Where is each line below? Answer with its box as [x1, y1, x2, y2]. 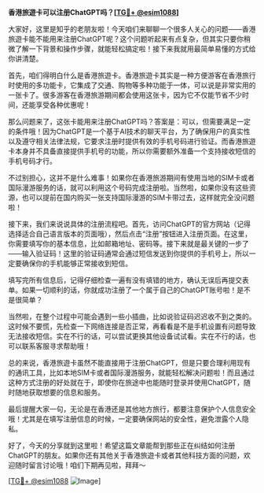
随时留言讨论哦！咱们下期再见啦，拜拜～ [14, 461, 146, 469]
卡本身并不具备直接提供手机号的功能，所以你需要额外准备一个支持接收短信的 [8, 146, 256, 156]
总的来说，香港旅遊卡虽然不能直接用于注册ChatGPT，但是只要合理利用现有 [8, 358, 251, 367]
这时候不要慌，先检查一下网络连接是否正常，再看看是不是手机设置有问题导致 [8, 322, 256, 331]
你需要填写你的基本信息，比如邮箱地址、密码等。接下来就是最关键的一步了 [8, 239, 249, 248]
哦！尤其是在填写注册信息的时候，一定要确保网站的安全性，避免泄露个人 [8, 414, 242, 424]
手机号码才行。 [8, 157, 57, 165]
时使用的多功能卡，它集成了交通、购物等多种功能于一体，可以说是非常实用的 [8, 80, 256, 90]
